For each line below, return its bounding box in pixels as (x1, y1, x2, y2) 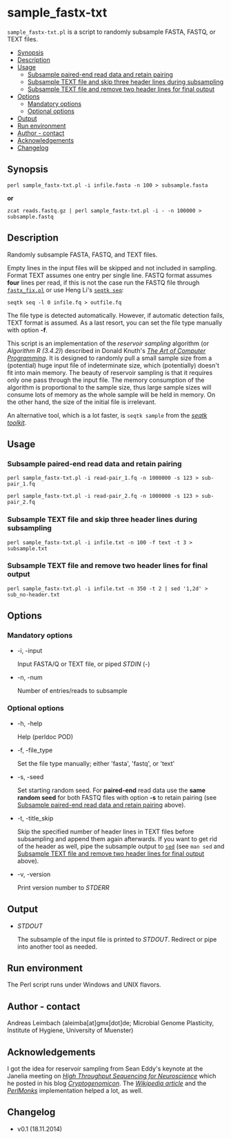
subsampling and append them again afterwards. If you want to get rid (17, 834, 217, 843)
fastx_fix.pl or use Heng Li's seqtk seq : (7, 285, 124, 294)
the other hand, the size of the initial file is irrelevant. (7, 398, 157, 406)
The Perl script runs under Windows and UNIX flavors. (7, 980, 161, 989)
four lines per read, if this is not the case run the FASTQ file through (7, 278, 200, 287)
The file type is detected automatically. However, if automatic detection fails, (7, 311, 225, 319)
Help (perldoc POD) (17, 732, 74, 740)
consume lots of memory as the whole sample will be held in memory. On (7, 390, 216, 399)
